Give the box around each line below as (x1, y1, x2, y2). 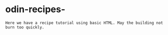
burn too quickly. (5, 24, 44, 30)
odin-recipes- (5, 4, 65, 15)
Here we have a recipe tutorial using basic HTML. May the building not (5, 20, 163, 25)
